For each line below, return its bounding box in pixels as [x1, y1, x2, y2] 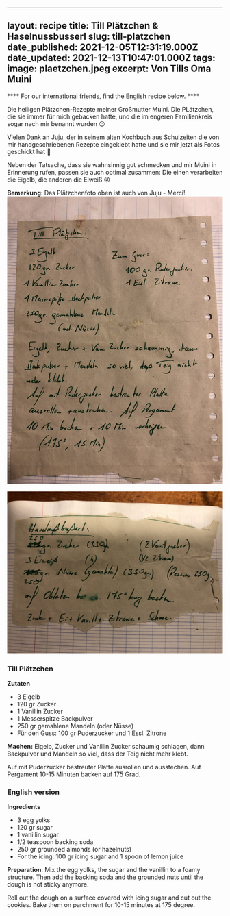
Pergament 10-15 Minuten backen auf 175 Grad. [7, 770, 141, 778]
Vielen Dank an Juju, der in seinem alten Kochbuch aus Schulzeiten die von [7, 133, 220, 141]
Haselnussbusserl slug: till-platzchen [7, 31, 171, 42]
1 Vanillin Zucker [16, 707, 64, 716]
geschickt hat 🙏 [7, 147, 51, 156]
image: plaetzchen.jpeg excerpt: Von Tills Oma [7, 63, 212, 75]
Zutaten [7, 680, 31, 688]
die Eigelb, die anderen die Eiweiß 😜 [7, 175, 111, 184]
